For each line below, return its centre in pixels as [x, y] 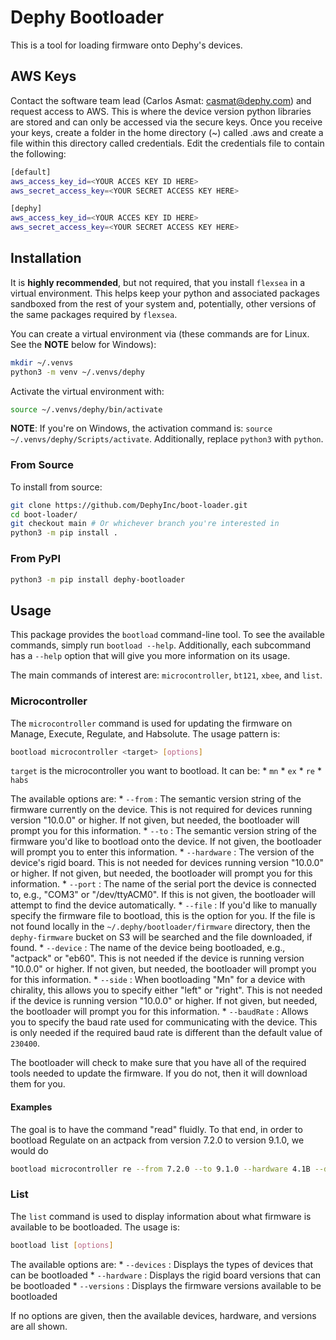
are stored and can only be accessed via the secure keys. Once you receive [166, 122]
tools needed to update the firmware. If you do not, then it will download [159, 1073]
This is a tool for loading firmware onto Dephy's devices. [126, 45]
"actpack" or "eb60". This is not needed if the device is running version [157, 958]
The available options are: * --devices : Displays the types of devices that [162, 1264]
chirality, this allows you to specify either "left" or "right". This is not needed [166, 990]
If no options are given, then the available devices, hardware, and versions [163, 1315]
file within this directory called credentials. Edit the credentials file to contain [167, 143]
